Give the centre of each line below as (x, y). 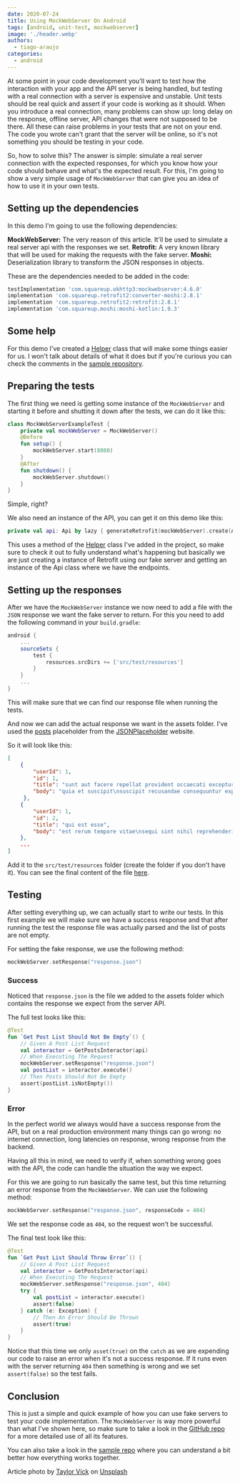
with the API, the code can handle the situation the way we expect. (105, 1169)
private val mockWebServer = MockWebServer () (89, 431)
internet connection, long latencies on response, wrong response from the (117, 1139)
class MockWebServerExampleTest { (59, 424)
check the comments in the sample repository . (76, 363)
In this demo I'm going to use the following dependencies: (93, 225)
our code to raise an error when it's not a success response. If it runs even (117, 1359)
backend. (21, 1147)
